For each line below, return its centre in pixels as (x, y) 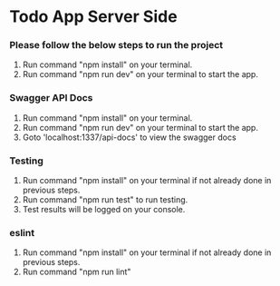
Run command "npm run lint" (77, 272)
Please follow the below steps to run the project (116, 45)
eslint (22, 233)
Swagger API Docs (51, 98)
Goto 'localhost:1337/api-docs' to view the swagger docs (130, 137)
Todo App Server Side (94, 17)
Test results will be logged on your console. (104, 210)
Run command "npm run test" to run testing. (105, 200)
